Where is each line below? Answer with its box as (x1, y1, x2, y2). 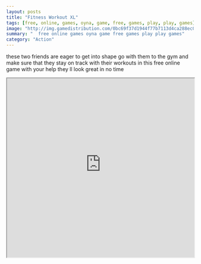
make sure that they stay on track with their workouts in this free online (6, 59, 180, 66)
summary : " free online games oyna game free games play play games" (6, 31, 185, 37)
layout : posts (6, 8, 42, 15)
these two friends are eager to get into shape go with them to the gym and (6, 53, 189, 60)
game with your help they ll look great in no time (6, 66, 124, 72)
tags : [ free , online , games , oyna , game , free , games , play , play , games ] (6, 20, 196, 26)
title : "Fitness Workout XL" (6, 14, 78, 20)
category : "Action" (6, 36, 55, 42)
